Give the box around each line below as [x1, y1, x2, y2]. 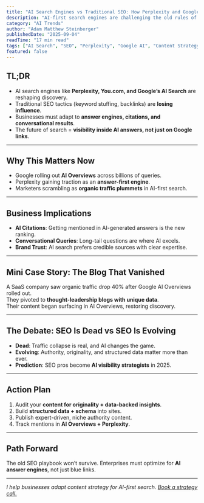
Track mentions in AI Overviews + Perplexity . [15, 420, 131, 428]
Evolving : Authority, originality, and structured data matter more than [15, 348, 188, 356]
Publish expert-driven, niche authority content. [15, 414, 132, 421]
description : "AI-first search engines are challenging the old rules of [6, 15, 197, 21]
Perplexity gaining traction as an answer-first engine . [15, 178, 151, 186]
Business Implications [6, 208, 92, 218]
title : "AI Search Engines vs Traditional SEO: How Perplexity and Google [6, 9, 200, 15]
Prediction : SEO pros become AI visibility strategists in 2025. [15, 361, 172, 369]
